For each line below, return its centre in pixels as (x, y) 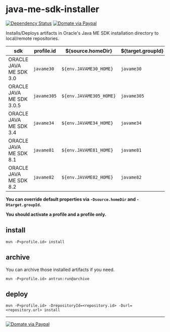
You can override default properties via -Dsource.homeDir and (71, 199)
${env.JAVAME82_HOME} (88, 177)
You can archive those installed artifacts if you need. (60, 269)
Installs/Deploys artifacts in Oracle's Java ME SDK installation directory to (82, 33)
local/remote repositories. (33, 38)
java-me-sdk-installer (53, 9)
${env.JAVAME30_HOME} (88, 69)
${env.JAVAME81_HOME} (88, 150)
